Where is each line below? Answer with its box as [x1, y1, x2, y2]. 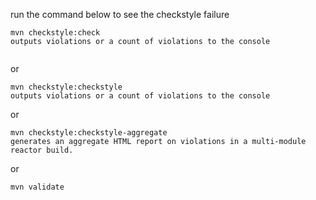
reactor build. [10, 145, 74, 155]
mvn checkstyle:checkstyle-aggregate [10, 128, 168, 138]
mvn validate [10, 182, 65, 192]
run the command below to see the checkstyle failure [10, 9, 230, 20]
